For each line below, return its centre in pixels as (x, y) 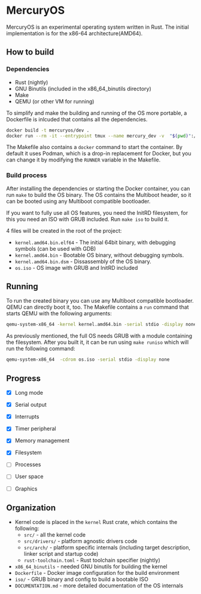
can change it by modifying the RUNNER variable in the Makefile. (83, 160)
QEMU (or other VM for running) (54, 101)
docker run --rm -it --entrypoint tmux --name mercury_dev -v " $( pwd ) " (99, 136)
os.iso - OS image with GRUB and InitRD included (76, 267)
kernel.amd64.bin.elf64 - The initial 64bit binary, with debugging (95, 242)
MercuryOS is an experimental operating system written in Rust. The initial (98, 27)
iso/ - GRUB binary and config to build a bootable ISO (81, 579)
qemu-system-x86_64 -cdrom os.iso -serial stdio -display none (88, 360)
